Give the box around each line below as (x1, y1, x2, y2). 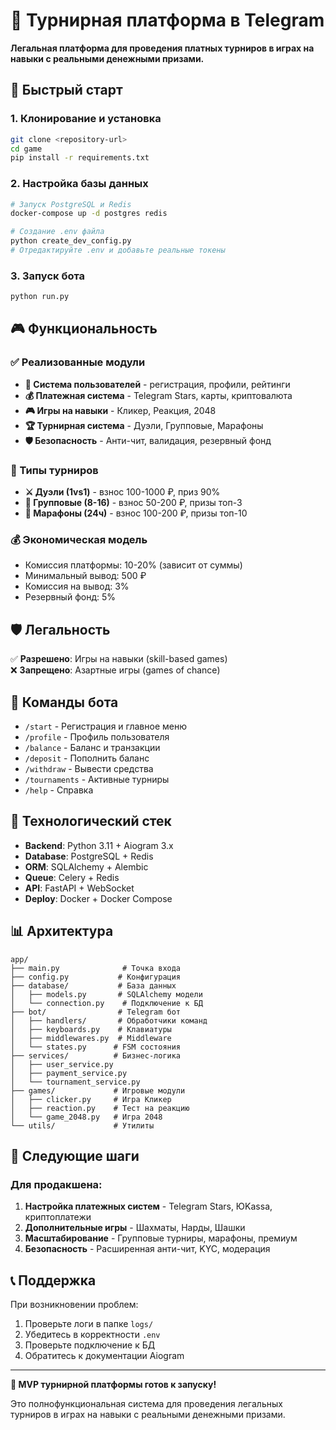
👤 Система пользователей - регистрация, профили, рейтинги (24, 378, 291, 390)
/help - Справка (24, 784, 94, 796)
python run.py (10, 292, 70, 302)
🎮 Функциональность (10, 320, 158, 338)
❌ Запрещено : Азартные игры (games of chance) (10, 664, 221, 676)
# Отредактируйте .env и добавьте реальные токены (10, 245, 226, 256)
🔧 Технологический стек (10, 813, 172, 830)
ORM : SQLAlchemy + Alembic (24, 860, 149, 873)
